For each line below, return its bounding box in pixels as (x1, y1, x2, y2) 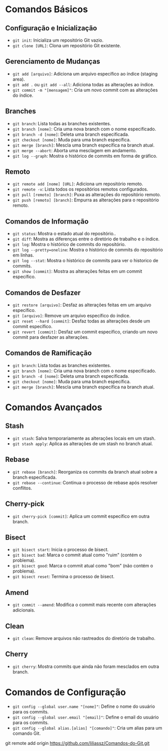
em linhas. (12, 252, 34, 258)
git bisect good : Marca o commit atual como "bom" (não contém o (12, 563, 153, 569)
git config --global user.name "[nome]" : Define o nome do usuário (12, 703, 155, 709)
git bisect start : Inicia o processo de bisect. (12, 547, 109, 553)
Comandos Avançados (5, 402, 102, 413)
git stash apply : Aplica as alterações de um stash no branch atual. (12, 440, 153, 447)
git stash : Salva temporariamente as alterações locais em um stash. (12, 435, 156, 441)
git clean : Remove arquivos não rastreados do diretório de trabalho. (12, 635, 155, 641)
